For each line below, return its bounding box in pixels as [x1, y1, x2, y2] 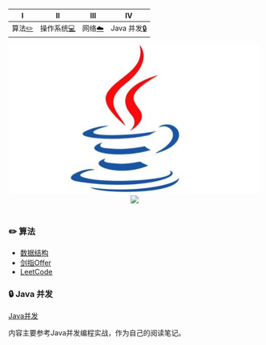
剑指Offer [19, 258, 52, 268]
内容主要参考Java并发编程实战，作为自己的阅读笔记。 [8, 327, 186, 337]
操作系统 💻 [39, 23, 76, 33]
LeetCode [19, 267, 53, 277]
